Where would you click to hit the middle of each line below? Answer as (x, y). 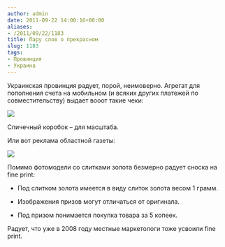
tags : (15, 53)
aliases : (20, 27)
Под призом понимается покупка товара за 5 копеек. (97, 215)
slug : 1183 (23, 46)
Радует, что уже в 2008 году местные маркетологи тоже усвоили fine (111, 228)
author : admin (28, 14)
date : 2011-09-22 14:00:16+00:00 (56, 20)
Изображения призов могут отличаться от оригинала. (99, 201)
